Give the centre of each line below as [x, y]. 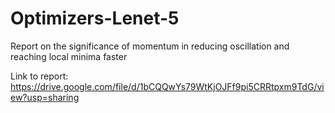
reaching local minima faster [69, 56]
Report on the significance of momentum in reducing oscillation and [150, 46]
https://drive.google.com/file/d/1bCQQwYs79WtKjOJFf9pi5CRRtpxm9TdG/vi [167, 86]
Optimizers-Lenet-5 [95, 18]
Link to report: [39, 76]
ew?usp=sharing [45, 97]
